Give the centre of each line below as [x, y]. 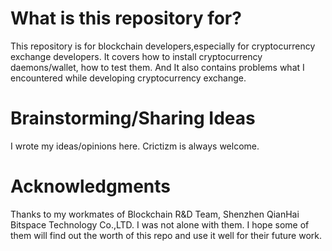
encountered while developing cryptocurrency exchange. [128, 78]
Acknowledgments [91, 186]
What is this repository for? [126, 18]
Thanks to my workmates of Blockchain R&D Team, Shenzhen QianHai [155, 214]
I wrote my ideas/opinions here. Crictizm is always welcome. [135, 146]
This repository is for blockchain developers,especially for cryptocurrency [163, 46]
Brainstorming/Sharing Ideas [133, 118]
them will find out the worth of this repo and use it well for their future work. [166, 235]
